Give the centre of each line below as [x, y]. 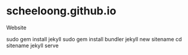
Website [17, 27]
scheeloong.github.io [61, 11]
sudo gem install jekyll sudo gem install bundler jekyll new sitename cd [94, 39]
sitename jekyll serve [33, 45]
